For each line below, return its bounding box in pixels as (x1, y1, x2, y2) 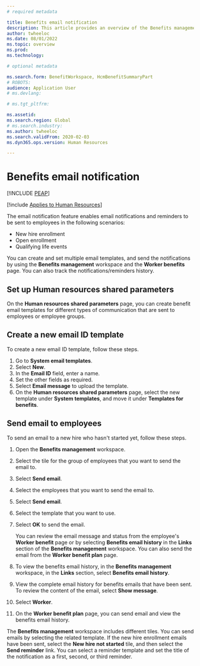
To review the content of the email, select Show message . (15, 587, 158, 594)
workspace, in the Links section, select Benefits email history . (15, 569, 170, 576)
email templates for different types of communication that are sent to (7, 307, 175, 313)
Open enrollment (15, 237, 57, 244)
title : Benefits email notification (7, 19, 97, 26)
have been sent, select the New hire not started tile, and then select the (7, 640, 183, 647)
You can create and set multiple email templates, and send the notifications (7, 254, 191, 262)
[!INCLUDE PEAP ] (7, 190, 50, 197)
